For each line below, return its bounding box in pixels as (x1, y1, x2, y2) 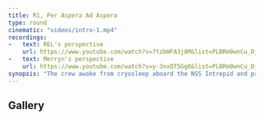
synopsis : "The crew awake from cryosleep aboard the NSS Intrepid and (8, 70, 247, 78)
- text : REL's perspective (8, 41, 104, 49)
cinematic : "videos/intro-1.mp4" (8, 26, 118, 34)
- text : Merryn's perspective (8, 56, 114, 64)
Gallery (8, 99, 45, 112)
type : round (8, 19, 47, 27)
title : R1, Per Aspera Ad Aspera (8, 11, 118, 20)
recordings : (8, 33, 47, 42)
